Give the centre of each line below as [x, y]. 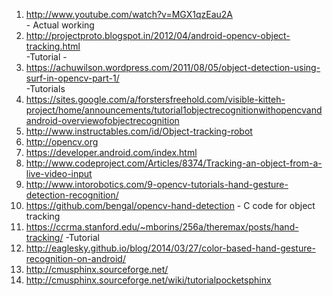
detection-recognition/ [72, 195]
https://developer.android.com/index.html [111, 152]
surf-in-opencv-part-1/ [72, 78]
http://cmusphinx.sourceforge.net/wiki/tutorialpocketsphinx [148, 280]
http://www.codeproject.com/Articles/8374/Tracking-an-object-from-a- [174, 163]
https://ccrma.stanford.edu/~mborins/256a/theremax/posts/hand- [162, 227]
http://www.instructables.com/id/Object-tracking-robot [139, 131]
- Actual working [60, 25]
